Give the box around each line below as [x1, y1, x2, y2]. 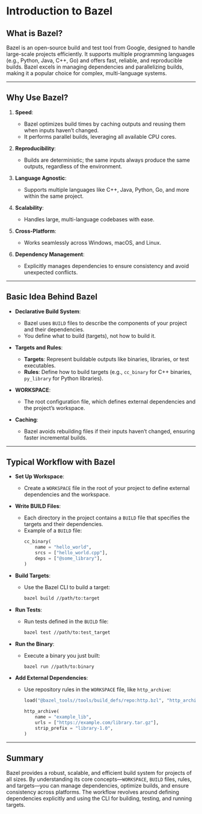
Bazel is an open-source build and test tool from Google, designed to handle [6, 44, 195, 51]
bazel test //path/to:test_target [23, 629, 111, 635]
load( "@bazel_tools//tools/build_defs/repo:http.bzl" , [23, 697, 164, 704]
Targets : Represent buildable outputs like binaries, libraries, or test [23, 355, 189, 363]
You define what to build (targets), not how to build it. [23, 332, 156, 339]
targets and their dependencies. [23, 521, 103, 528]
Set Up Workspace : [14, 473, 65, 480]
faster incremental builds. [23, 434, 87, 441]
